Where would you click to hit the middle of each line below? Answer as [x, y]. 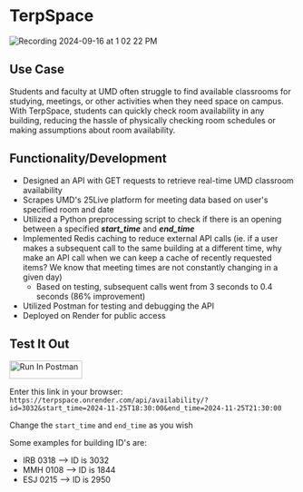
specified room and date [68, 209]
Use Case [37, 69]
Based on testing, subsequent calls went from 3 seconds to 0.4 [154, 286]
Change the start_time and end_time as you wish [101, 425]
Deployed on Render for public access [94, 315]
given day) [42, 277]
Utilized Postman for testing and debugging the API [118, 306]
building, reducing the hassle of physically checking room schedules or [143, 120]
